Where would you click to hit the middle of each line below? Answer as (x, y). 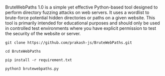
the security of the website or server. (43, 34)
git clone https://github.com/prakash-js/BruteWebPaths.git (69, 43)
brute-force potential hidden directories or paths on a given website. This (80, 18)
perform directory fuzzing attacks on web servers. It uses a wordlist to (77, 12)
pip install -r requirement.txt (39, 60)
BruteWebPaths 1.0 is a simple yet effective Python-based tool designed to (82, 7)
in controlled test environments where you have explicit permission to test (81, 28)
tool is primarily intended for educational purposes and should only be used (82, 23)
